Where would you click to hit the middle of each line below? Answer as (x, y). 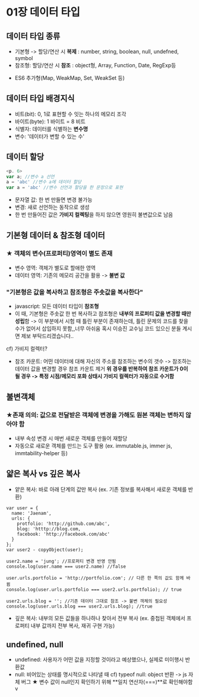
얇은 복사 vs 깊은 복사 (43, 474)
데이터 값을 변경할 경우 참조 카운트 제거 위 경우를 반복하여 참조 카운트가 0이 (101, 369)
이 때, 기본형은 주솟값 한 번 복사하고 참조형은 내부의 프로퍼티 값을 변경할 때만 (103, 314)
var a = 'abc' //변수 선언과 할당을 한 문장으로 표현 (65, 188)
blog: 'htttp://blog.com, (49, 529)
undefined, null (35, 645)
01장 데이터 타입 (43, 12)
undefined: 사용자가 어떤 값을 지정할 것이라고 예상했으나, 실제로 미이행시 (99, 659)
